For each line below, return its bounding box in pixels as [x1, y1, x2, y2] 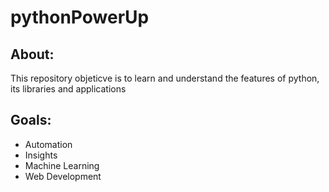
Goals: [10, 112, 52, 129]
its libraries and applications [10, 83, 127, 95]
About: [10, 46, 55, 63]
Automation [24, 138, 73, 150]
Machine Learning [24, 159, 100, 171]
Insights [24, 149, 58, 161]
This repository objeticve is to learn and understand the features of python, [10, 72, 320, 84]
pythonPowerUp [10, 6, 150, 29]
